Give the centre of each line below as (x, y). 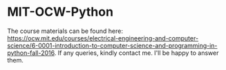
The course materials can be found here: (65, 31)
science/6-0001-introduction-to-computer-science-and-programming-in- (112, 45)
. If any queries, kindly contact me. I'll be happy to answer (136, 53)
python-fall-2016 (31, 53)
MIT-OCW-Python (60, 12)
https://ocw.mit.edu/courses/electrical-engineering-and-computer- (103, 38)
